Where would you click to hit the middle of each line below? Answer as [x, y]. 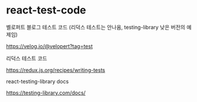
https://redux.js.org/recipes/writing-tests [56, 70]
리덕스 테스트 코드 [27, 58]
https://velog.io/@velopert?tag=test [50, 46]
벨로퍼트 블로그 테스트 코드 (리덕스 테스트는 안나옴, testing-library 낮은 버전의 [96, 27]
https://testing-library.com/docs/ [46, 93]
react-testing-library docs [37, 81]
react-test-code [46, 10]
